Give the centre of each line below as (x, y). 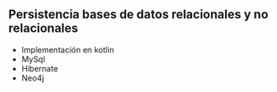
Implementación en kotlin (67, 50)
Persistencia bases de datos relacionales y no (138, 15)
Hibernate (40, 68)
